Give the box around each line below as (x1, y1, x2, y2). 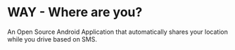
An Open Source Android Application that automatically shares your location (7, 27, 229, 36)
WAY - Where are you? (7, 4, 143, 20)
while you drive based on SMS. (7, 35, 97, 43)
